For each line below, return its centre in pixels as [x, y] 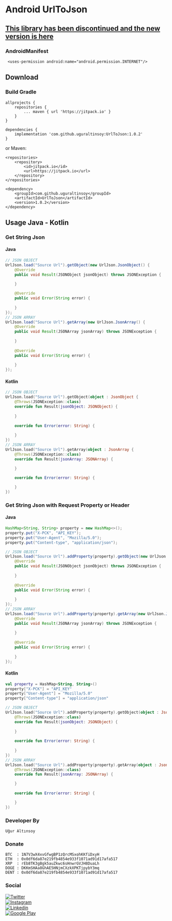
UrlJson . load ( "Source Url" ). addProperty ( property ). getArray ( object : [81, 765]
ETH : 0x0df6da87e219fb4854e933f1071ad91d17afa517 [61, 859]
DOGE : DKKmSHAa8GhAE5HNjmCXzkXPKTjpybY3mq [52, 868]
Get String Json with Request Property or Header [67, 505]
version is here [29, 36]
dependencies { [21, 129]
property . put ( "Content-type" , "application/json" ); [61, 543]
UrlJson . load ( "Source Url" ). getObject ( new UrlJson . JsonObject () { [78, 265]
